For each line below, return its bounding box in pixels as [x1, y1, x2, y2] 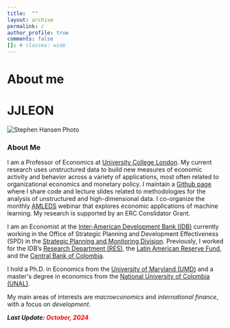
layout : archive [7, 16, 54, 23]
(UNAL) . [7, 279, 30, 288]
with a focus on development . [7, 300, 91, 309]
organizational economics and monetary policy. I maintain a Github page [7, 180, 211, 189]
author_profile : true [7, 29, 69, 36]
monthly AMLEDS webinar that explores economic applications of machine [7, 202, 218, 210]
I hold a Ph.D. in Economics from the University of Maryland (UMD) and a [7, 265, 214, 273]
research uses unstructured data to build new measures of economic [7, 165, 203, 174]
